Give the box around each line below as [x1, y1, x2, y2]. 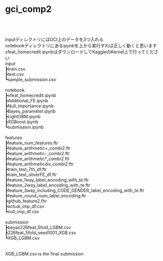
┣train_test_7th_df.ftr [5, 166, 47, 172]
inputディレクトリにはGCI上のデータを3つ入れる [5, 36, 104, 42]
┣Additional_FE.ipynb [5, 97, 49, 103]
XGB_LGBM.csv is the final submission [5, 251, 84, 257]
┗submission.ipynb [5, 124, 44, 130]
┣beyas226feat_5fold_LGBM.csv [5, 224, 71, 230]
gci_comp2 [5, 3, 52, 15]
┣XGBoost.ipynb [5, 118, 39, 125]
